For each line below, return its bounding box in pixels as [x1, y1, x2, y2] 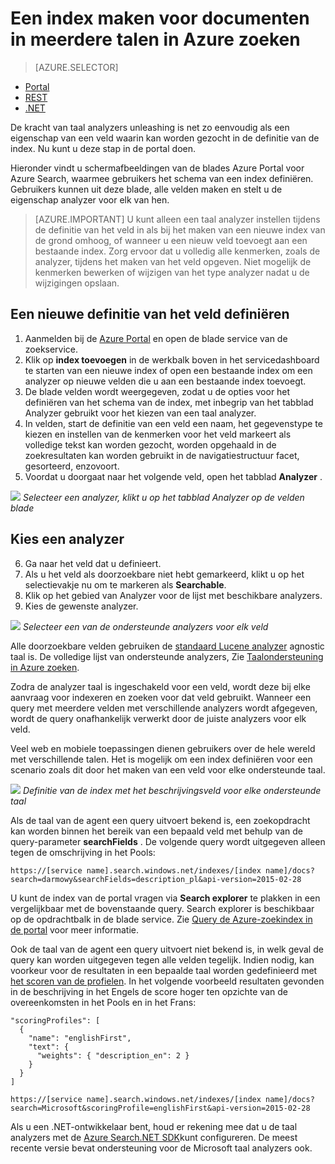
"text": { [28, 1042, 70, 1052]
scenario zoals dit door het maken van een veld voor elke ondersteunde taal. [10, 763, 326, 776]
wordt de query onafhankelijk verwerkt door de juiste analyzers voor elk [10, 712, 307, 724]
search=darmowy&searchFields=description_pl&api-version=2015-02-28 [10, 874, 302, 884]
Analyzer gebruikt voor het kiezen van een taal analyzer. [24, 407, 257, 419]
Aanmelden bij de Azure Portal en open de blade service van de [24, 332, 288, 344]
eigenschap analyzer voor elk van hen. [10, 193, 170, 206]
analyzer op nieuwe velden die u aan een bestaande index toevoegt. [24, 375, 307, 387]
